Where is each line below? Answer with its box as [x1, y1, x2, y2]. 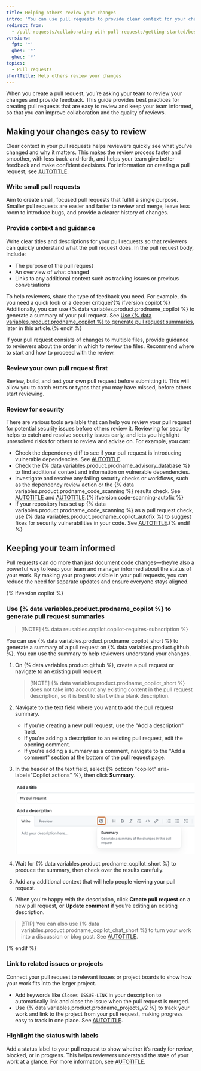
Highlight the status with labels [6, 1031, 99, 1040]
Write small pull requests [6, 183, 81, 191]
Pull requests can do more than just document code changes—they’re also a [6, 559, 194, 566]
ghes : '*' [11, 48, 36, 54]
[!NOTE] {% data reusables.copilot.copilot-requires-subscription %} [20, 626, 188, 633]
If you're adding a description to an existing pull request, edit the [23, 734, 184, 742]
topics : [6, 60, 26, 66]
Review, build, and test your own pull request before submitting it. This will [6, 377, 190, 385]
